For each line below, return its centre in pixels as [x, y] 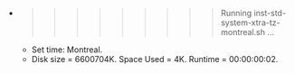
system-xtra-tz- [250, 23]
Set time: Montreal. [67, 50]
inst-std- [270, 13]
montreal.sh [243, 32]
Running [236, 13]
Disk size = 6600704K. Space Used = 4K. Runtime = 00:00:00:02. [155, 59]
